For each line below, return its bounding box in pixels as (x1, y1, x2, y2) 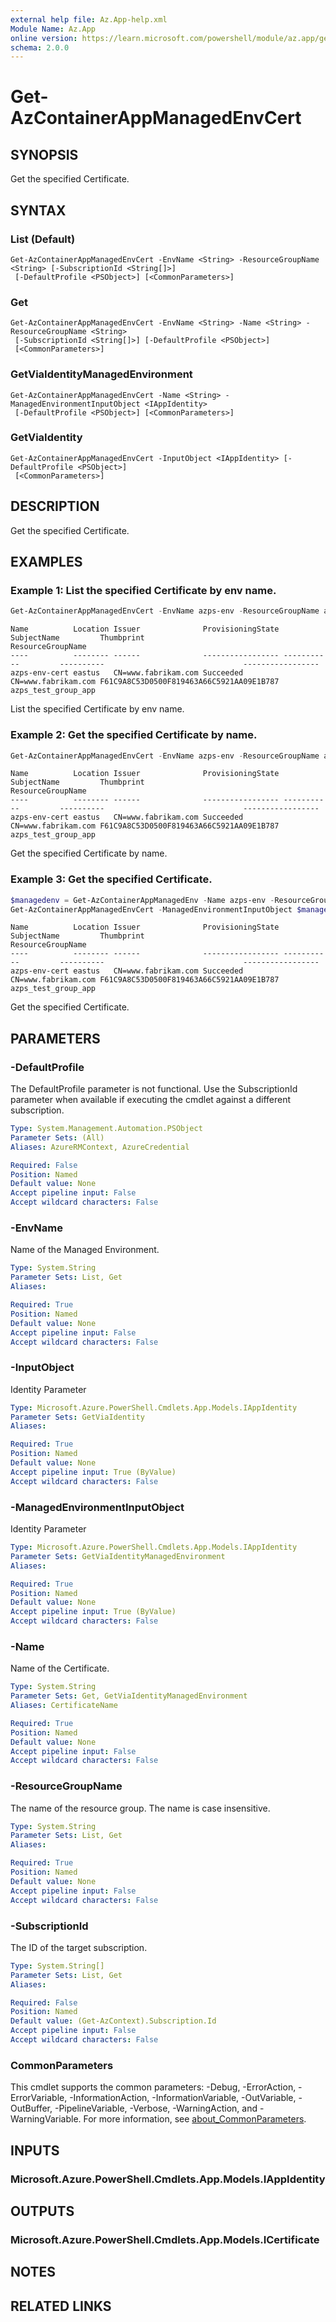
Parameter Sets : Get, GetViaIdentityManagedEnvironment (10, 1691, 248, 1701)
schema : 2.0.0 (10, 42, 70, 53)
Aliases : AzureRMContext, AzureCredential (10, 1142, 190, 1152)
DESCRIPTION (10, 498, 100, 515)
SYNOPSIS (10, 146, 79, 163)
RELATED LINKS (10, 2297, 112, 2315)
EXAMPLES (10, 554, 83, 571)
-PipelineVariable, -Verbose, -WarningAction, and (54, 2102, 258, 2115)
